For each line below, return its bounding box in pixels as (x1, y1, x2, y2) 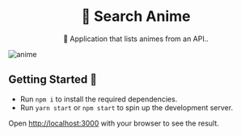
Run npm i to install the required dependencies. (19, 94, 178, 104)
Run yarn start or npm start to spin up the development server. (19, 102, 233, 112)
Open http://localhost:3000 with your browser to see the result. (8, 118, 220, 128)
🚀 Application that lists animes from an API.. (63, 34, 209, 43)
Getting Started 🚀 (8, 72, 98, 87)
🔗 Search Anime (81, 7, 191, 26)
